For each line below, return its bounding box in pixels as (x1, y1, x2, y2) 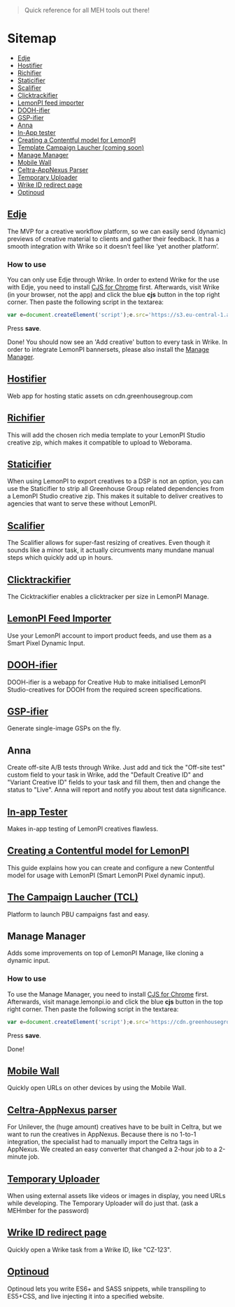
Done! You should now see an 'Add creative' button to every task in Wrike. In (7, 337, 228, 346)
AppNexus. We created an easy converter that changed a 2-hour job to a (7, 1145, 218, 1154)
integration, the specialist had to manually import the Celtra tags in (7, 1138, 199, 1146)
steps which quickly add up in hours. (7, 553, 113, 562)
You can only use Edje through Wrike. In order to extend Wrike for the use (7, 275, 220, 284)
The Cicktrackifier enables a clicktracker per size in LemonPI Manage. (7, 592, 209, 600)
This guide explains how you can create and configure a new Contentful (7, 863, 215, 872)
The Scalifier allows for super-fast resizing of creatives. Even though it (7, 539, 211, 547)
